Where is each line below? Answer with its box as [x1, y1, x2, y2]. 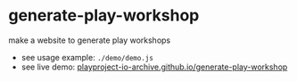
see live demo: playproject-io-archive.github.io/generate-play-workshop [21, 61, 288, 72]
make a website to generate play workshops [8, 35, 171, 45]
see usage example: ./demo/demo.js [21, 52, 153, 62]
